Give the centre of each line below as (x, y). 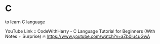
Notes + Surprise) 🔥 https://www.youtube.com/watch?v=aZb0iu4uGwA (78, 36)
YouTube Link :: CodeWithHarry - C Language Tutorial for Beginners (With (80, 31)
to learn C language (25, 22)
